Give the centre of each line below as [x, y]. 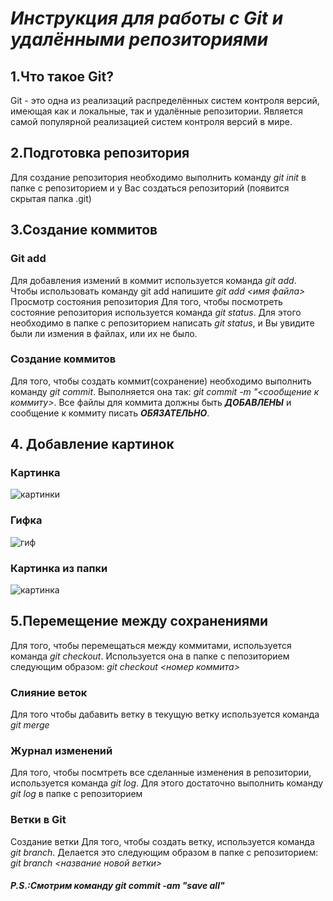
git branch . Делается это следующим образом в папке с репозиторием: [164, 852]
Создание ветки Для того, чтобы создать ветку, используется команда [162, 841]
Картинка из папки [59, 568]
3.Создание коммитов [84, 230]
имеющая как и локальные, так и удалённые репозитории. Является [157, 111]
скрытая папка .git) [51, 198]
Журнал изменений [61, 751]
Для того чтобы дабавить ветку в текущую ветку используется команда [165, 714]
